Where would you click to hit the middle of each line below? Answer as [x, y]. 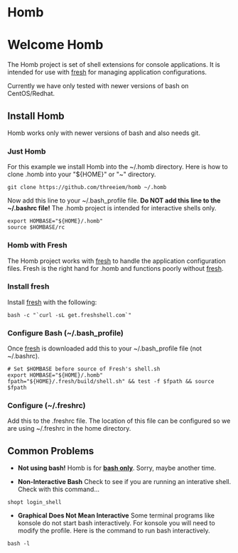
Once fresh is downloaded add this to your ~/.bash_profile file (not [105, 348]
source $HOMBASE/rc [36, 227]
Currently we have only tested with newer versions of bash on [98, 86]
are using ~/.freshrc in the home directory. [69, 429]
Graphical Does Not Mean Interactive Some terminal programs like [116, 515]
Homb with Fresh [37, 245]
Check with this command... [59, 489]
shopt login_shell [34, 503]
